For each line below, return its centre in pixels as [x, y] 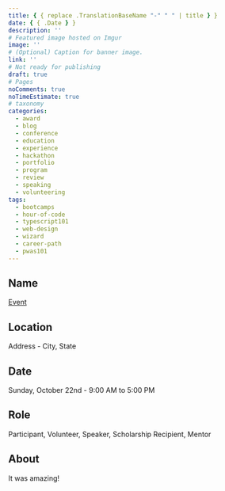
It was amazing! [34, 478]
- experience [37, 148]
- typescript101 [42, 222]
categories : [28, 112]
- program [31, 170]
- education [35, 141]
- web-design [37, 229]
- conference [37, 133]
